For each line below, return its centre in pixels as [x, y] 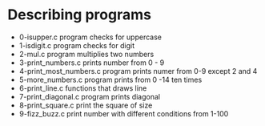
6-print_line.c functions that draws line [83, 88]
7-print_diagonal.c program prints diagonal [90, 96]
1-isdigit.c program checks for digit [77, 45]
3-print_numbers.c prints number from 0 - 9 [92, 63]
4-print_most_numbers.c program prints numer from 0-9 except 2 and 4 [138, 71]
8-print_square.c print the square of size [86, 105]
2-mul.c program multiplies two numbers [86, 54]
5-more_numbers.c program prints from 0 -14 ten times [110, 79]
